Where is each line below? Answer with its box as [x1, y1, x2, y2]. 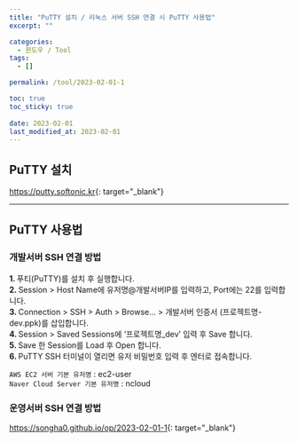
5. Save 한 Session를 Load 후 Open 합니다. [9, 339, 161, 351]
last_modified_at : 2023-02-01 [9, 127, 122, 136]
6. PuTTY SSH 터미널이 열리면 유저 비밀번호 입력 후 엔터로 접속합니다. [9, 351, 253, 361]
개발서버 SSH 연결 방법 [9, 251, 102, 264]
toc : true [9, 94, 46, 103]
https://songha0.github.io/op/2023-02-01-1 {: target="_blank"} [9, 422, 237, 433]
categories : [9, 37, 53, 46]
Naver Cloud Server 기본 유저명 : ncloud [9, 378, 151, 389]
